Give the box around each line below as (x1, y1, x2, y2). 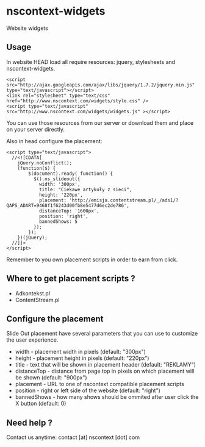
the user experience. (6, 336, 59, 343)
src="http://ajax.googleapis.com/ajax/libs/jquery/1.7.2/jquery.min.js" (6, 82, 195, 88)
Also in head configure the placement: (6, 137, 103, 144)
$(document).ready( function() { (28, 171, 113, 177)
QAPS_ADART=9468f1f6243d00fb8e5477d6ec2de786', (6, 202, 130, 208)
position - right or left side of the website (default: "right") (15, 387, 160, 394)
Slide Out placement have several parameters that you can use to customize (6, 330, 198, 337)
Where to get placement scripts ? (6, 273, 135, 284)
